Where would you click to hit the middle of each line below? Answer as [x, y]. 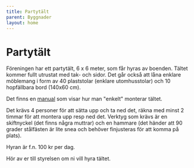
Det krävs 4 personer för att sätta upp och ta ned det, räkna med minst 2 [95, 110]
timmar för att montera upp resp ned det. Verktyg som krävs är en [87, 117]
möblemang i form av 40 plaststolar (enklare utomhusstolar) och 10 [88, 81]
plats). [14, 136]
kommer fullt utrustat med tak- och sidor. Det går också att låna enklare [94, 75]
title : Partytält [28, 12]
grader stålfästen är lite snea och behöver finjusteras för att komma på [93, 129]
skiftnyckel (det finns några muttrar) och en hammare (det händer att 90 [94, 123]
